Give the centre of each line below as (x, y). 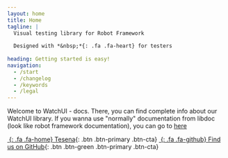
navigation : (24, 65)
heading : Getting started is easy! (59, 59)
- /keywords (31, 85)
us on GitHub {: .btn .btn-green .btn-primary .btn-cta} (83, 147)
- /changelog (32, 78)
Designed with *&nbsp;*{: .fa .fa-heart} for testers (93, 46)
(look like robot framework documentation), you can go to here (97, 126)
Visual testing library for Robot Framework (79, 33)
